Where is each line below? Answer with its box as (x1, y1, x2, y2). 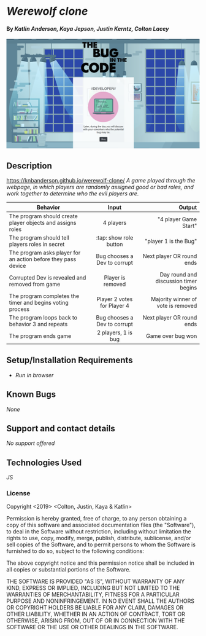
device (9, 262, 26, 270)
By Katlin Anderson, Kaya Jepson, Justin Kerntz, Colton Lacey (6, 25, 169, 32)
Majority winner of (151, 296, 197, 303)
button (106, 241, 123, 248)
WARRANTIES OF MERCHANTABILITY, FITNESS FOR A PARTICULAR (6, 591, 180, 599)
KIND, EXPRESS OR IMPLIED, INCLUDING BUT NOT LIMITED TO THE (6, 584, 180, 592)
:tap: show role (96, 234, 134, 241)
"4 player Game (157, 216, 197, 223)
